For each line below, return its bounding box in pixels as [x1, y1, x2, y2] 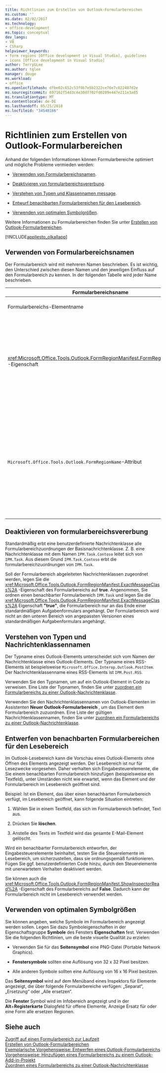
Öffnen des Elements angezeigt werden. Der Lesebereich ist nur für [5, 760, 143, 766]
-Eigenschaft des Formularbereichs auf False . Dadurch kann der [19, 886, 150, 892]
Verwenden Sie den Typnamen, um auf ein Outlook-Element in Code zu [5, 679, 150, 685]
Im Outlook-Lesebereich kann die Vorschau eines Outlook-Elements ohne [5, 755, 155, 761]
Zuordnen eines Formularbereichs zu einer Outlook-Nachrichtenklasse [5, 1062, 149, 1068]
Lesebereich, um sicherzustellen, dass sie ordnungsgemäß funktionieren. [5, 856, 155, 862]
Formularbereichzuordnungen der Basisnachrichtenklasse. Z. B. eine [5, 546, 145, 552]
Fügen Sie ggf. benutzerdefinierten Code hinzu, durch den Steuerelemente [5, 861, 157, 867]
